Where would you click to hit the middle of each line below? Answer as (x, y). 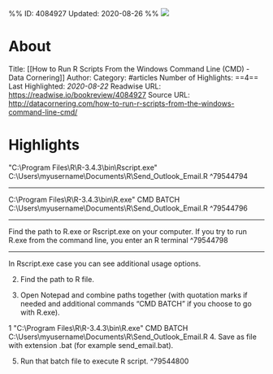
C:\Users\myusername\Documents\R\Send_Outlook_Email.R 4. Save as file (133, 337)
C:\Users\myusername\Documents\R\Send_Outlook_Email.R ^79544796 (128, 208)
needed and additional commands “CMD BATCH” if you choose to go (136, 303)
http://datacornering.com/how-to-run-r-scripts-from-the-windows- (121, 103)
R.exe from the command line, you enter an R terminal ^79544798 (119, 240)
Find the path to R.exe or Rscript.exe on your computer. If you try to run (128, 231)
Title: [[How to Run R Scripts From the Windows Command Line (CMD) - (129, 68)
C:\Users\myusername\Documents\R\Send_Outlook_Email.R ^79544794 (128, 176)
